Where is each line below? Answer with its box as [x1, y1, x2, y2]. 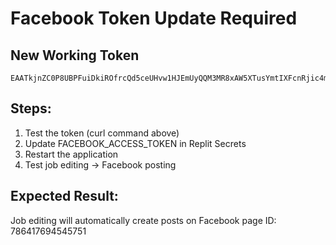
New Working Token [10, 47, 140, 64]
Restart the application [24, 148, 119, 160]
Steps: [10, 100, 52, 117]
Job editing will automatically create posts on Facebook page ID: [10, 214, 277, 226]
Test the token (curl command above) [24, 127, 180, 139]
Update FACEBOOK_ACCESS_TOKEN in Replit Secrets [24, 137, 247, 149]
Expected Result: [10, 188, 119, 205]
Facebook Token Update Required [10, 7, 298, 30]
